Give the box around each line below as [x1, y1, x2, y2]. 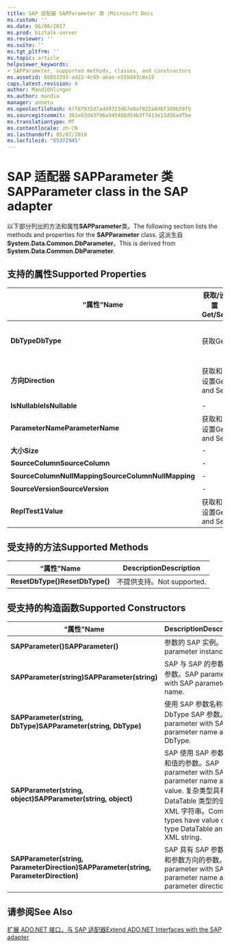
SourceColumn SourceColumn [10, 458, 110, 468]
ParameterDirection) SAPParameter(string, [10, 862, 152, 872]
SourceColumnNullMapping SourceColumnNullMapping [10, 471, 195, 480]
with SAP [164, 678, 194, 688]
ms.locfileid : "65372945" [7, 138, 81, 145]
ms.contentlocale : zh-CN [7, 125, 78, 132]
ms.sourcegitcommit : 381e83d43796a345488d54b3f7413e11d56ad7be [7, 112, 192, 118]
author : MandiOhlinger [7, 86, 72, 93]
